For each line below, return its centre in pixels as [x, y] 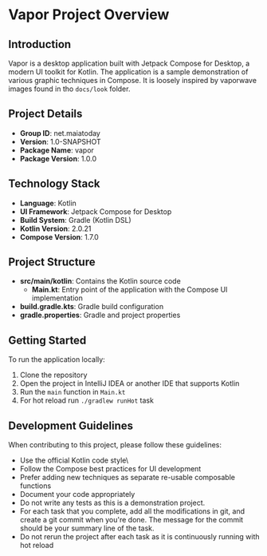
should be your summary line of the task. [87, 528]
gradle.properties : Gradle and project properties [100, 315]
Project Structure [52, 262]
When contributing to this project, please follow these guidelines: [115, 445]
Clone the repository [53, 375]
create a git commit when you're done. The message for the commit [132, 520]
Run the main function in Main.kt [73, 392]
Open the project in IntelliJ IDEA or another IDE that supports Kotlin [130, 383]
